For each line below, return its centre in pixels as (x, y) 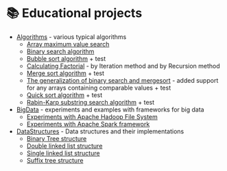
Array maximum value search (68, 44)
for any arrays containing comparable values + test (99, 88)
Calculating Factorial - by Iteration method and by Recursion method (123, 66)
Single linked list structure (63, 153)
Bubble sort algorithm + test (66, 58)
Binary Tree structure (57, 138)
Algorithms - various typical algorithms (71, 37)
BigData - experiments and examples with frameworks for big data (110, 109)
